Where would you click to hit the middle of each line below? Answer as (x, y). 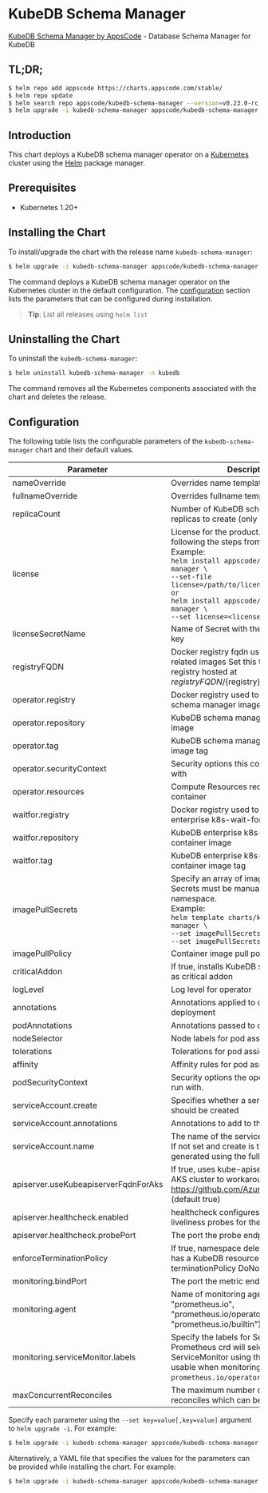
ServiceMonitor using (211, 1357)
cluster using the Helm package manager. (77, 163)
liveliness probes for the (216, 1222)
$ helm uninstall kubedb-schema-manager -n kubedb (94, 373)
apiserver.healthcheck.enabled (71, 1217)
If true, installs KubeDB (214, 966)
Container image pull (210, 954)
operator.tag (35, 746)
